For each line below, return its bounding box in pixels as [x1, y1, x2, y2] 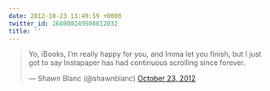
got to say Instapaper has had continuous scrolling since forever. [28, 58, 246, 67]
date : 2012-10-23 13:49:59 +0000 [8, 11, 122, 20]
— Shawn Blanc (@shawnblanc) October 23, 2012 [28, 74, 196, 84]
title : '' [8, 27, 42, 35]
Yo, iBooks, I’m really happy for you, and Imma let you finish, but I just [28, 50, 262, 59]
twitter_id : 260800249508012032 [8, 19, 118, 28]
